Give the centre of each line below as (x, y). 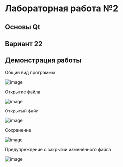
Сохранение (18, 130)
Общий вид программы (30, 72)
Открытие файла (23, 92)
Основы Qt (23, 27)
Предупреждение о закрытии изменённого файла (58, 149)
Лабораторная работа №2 (62, 9)
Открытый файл (22, 111)
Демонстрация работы (43, 61)
